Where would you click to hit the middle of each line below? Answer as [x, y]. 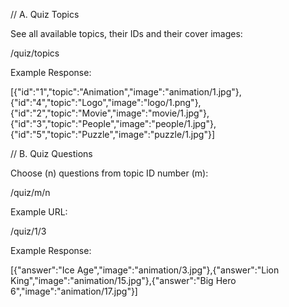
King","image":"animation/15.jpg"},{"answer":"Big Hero [123, 280]
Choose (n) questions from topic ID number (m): [109, 173]
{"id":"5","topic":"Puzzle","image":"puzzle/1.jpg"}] [113, 134]
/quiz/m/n [30, 192]
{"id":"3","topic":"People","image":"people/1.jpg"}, [113, 123]
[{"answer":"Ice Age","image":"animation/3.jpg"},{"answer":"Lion [145, 270]
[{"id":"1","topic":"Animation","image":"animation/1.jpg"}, [126, 92]
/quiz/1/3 [28, 231]
